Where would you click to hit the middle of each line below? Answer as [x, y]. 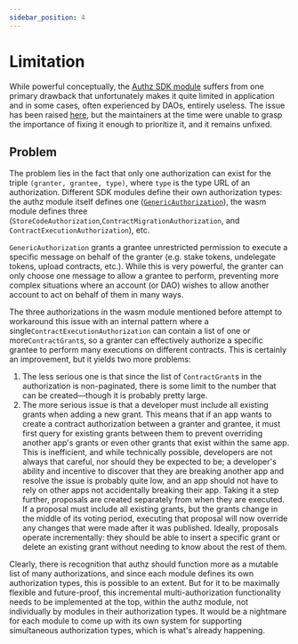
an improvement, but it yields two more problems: [100, 359]
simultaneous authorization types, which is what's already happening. [137, 631]
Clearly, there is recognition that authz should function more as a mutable [144, 564]
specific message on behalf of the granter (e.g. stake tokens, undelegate [142, 257]
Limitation [47, 61]
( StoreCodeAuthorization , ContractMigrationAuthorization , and [125, 221]
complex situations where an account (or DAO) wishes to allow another [139, 285]
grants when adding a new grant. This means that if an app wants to [147, 414]
